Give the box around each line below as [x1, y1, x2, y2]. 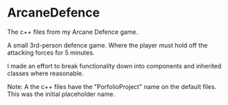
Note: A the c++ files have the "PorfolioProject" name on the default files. [7, 82, 217, 90]
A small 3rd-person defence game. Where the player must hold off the [7, 41, 208, 49]
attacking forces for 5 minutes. [7, 48, 95, 57]
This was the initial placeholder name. [7, 90, 116, 98]
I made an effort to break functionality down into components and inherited [7, 61, 222, 70]
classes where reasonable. [7, 69, 84, 77]
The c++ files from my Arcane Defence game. [7, 28, 139, 36]
